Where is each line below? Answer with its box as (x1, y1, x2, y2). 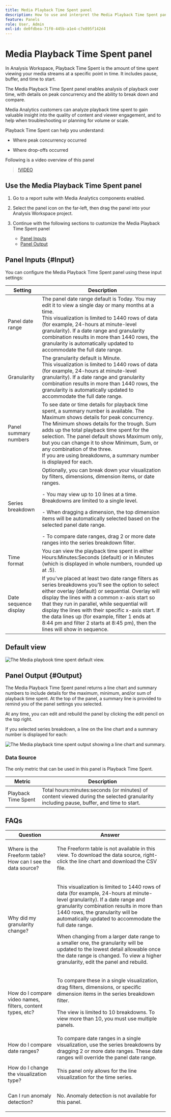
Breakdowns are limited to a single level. (42, 497, 138, 504)
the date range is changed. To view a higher (56, 952, 162, 959)
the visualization (8, 1071, 47, 1078)
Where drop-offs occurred (12, 147, 69, 153)
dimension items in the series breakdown (56, 990, 155, 997)
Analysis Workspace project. (12, 210, 73, 216)
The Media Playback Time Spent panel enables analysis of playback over (5, 86, 159, 92)
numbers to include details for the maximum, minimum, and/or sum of (5, 690, 152, 696)
